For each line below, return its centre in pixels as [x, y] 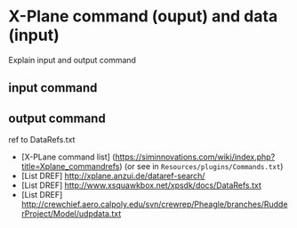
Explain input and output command [72, 60]
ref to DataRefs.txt [42, 140]
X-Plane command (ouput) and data [143, 16]
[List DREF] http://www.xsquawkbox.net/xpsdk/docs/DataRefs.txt [141, 185]
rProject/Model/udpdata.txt [71, 214]
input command [53, 88]
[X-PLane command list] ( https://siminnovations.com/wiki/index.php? [148, 157]
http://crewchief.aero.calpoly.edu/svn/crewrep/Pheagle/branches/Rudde [154, 204]
